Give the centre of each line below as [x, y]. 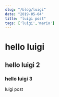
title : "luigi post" [26, 18]
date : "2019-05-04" [24, 14]
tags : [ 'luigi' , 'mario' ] [30, 23]
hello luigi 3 [19, 79]
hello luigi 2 [23, 65]
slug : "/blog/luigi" [26, 9]
